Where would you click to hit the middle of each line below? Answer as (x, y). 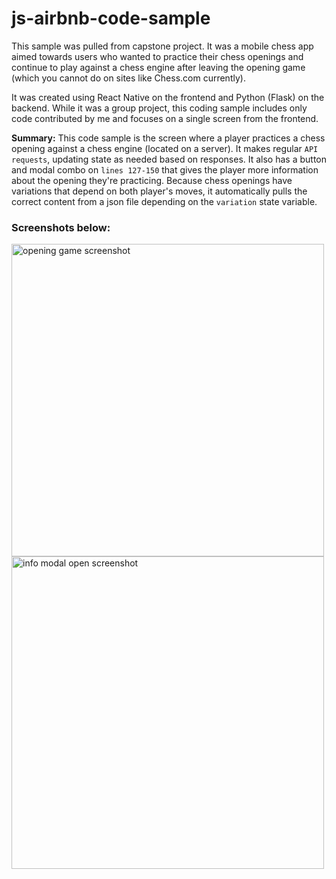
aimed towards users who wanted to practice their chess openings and (157, 56)
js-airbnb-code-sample (111, 18)
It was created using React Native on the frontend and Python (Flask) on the (168, 97)
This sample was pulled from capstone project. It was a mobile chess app (162, 46)
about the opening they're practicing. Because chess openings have (152, 180)
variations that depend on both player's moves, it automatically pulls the (159, 191)
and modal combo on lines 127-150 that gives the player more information (165, 169)
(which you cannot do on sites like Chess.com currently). (128, 78)
